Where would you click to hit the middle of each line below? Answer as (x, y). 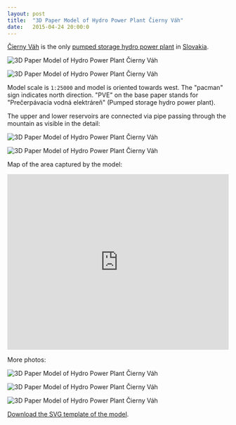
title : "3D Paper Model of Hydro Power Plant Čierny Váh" (96, 20)
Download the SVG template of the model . (68, 414)
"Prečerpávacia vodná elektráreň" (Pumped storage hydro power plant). (111, 103)
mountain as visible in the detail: (54, 124)
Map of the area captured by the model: (65, 164)
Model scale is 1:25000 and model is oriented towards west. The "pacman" (115, 88)
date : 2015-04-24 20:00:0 (48, 27)
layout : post (26, 14)
